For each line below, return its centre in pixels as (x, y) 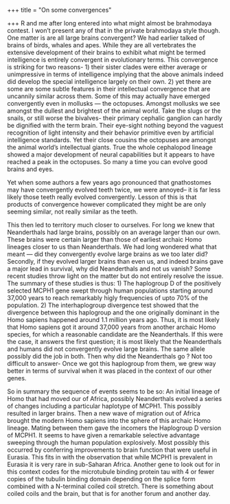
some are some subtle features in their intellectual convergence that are (109, 89)
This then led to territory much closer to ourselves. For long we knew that (111, 225)
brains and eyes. (31, 169)
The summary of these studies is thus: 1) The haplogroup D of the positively (114, 283)
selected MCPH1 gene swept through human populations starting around (110, 290)
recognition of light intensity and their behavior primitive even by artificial (111, 133)
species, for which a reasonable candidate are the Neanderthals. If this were (115, 334)
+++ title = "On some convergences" (59, 10)
